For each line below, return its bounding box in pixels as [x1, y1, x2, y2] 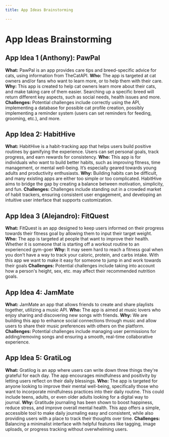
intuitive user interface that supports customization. [5, 197, 112, 203]
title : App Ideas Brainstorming [5, 7, 73, 13]
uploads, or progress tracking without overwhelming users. [5, 426, 128, 432]
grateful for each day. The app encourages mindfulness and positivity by [5, 372, 156, 378]
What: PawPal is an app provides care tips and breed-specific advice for [5, 67, 157, 73]
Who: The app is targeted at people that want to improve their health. [5, 236, 150, 242]
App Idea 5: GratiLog [5, 354, 72, 362]
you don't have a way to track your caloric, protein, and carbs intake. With [5, 252, 159, 258]
